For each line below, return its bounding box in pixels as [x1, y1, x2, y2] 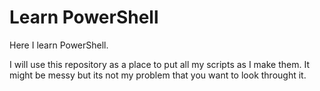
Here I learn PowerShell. [9, 39, 109, 51]
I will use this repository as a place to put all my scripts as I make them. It [9, 58, 310, 70]
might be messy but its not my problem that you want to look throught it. [9, 69, 307, 81]
